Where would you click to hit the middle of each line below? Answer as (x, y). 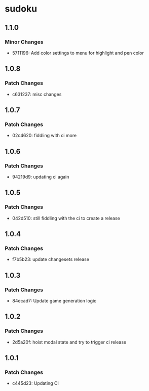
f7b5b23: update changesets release (51, 259)
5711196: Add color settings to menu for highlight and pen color (78, 53)
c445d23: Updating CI (35, 383)
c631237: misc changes (37, 94)
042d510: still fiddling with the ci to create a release (66, 218)
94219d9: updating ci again (41, 177)
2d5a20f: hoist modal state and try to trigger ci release (69, 342)
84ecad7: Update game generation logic (54, 301)
